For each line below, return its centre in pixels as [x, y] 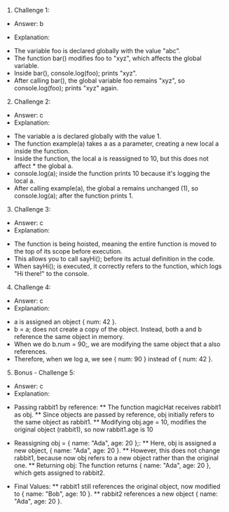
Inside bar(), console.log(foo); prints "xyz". [76, 73]
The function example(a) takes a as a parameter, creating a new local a [116, 144]
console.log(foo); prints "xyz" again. [66, 88]
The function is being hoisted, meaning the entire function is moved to [115, 244]
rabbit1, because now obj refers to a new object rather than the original [116, 458]
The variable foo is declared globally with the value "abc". [97, 51]
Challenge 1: [32, 10]
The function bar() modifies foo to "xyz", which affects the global [107, 58]
